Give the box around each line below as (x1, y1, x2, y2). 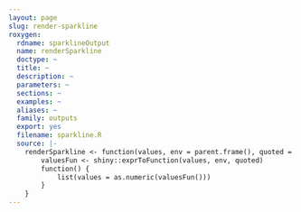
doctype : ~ (16, 55, 58, 64)
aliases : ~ (16, 106, 58, 115)
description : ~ (16, 72, 74, 81)
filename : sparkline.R (16, 131, 102, 140)
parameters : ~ (16, 80, 70, 89)
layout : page (8, 13, 58, 23)
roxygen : (8, 30, 42, 39)
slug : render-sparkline (8, 22, 99, 31)
